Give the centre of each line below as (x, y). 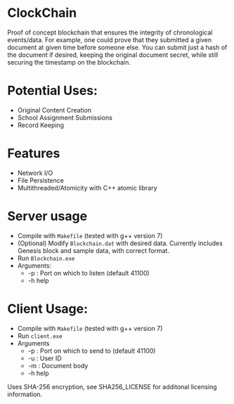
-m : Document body (58, 365)
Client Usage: (48, 309)
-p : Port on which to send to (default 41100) (92, 351)
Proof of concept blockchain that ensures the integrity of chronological (110, 32)
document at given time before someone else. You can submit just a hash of (117, 47)
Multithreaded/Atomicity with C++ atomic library (87, 188)
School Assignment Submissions (65, 117)
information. (25, 394)
